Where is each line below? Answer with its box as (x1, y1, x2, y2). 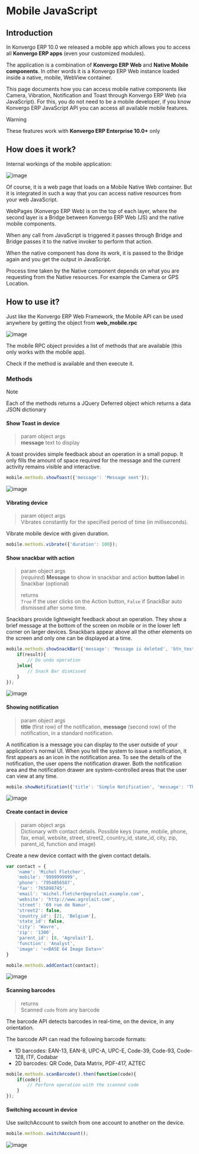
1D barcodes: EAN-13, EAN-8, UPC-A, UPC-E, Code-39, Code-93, (14, 1047, 176, 1054)
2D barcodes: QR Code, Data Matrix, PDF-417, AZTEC (14, 1060, 146, 1067)
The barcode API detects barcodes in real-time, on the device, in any (6, 1017, 175, 1025)
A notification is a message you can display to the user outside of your (6, 741, 178, 748)
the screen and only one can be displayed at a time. (6, 635, 132, 642)
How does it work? (6, 144, 76, 155)
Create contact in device (6, 809, 68, 816)
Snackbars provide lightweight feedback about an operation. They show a (6, 616, 187, 623)
